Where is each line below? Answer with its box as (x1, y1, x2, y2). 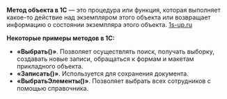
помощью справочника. (16, 84, 88, 92)
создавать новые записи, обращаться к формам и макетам (16, 55, 194, 63)
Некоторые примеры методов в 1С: (6, 34, 116, 42)
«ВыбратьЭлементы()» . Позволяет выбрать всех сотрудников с (16, 77, 212, 85)
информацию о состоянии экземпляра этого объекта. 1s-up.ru (6, 21, 193, 28)
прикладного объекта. (16, 62, 84, 70)
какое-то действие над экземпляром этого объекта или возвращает (6, 13, 211, 21)
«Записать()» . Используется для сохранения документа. (16, 69, 189, 78)
